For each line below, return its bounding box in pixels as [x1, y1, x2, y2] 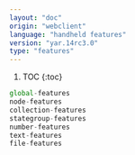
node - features [9, 97, 63, 106]
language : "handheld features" [9, 30, 127, 39]
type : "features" [9, 47, 75, 56]
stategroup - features [9, 114, 87, 123]
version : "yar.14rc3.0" [9, 38, 99, 48]
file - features [9, 139, 63, 149]
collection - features [9, 105, 87, 114]
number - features [9, 123, 70, 132]
